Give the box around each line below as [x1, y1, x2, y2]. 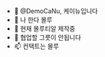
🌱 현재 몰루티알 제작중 [13, 25, 76, 32]
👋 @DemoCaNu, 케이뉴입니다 [13, 7, 98, 15]
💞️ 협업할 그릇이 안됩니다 [13, 33, 82, 42]
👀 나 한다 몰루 [13, 15, 53, 24]
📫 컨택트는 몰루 [13, 42, 60, 50]
